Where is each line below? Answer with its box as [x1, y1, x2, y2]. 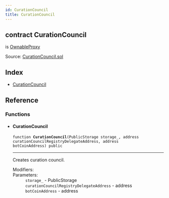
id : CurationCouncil [5, 7, 49, 13]
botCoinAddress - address [25, 187, 78, 193]
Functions [5, 111, 30, 118]
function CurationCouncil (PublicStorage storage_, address [12, 134, 139, 139]
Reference [5, 96, 39, 104]
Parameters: [12, 171, 38, 178]
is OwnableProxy [5, 44, 40, 50]
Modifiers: [12, 166, 34, 172]
